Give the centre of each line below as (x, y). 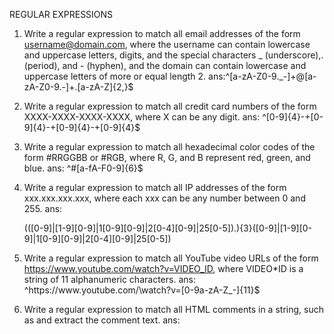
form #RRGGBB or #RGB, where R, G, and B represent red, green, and (167, 157)
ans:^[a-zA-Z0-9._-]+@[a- (262, 76)
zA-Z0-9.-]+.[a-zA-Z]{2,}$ (78, 87)
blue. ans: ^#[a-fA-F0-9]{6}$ (83, 168)
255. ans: (43, 208)
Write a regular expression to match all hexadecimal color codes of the (169, 147)
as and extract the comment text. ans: (102, 320)
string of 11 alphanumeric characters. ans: (109, 279)
